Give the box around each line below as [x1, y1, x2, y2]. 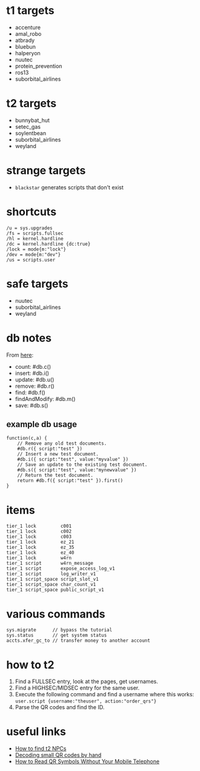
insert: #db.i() [15, 369, 50, 377]
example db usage [6, 419, 78, 429]
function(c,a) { [6, 435, 47, 442]
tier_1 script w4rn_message [6, 561, 94, 567]
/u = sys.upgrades [6, 225, 53, 231]
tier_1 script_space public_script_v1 [6, 587, 104, 593]
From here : [6, 351, 34, 359]
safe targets [6, 277, 68, 291]
